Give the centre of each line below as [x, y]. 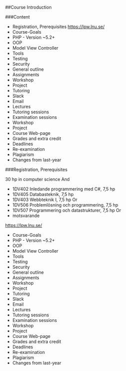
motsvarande [26, 216]
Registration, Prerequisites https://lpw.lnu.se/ [59, 27]
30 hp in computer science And [37, 179]
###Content [17, 17]
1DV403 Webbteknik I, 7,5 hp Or [45, 200]
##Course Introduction [28, 7]
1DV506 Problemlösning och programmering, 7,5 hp [65, 205]
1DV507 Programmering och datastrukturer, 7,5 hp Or [67, 210]
